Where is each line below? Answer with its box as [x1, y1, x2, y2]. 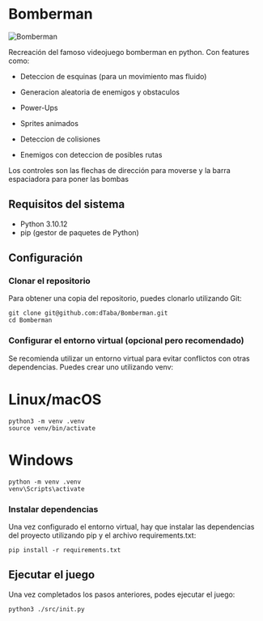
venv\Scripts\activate [8, 484, 85, 493]
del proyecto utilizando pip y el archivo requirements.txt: [8, 530, 197, 540]
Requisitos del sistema [8, 197, 125, 211]
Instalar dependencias [8, 503, 99, 514]
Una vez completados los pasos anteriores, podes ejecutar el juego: [8, 589, 235, 599]
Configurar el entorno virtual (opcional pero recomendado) [8, 335, 244, 346]
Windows [8, 450, 74, 469]
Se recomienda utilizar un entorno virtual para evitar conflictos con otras [8, 353, 251, 363]
